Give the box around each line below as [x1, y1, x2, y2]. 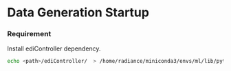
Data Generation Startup [7, 5, 150, 20]
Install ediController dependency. [7, 44, 101, 53]
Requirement [7, 29, 52, 39]
